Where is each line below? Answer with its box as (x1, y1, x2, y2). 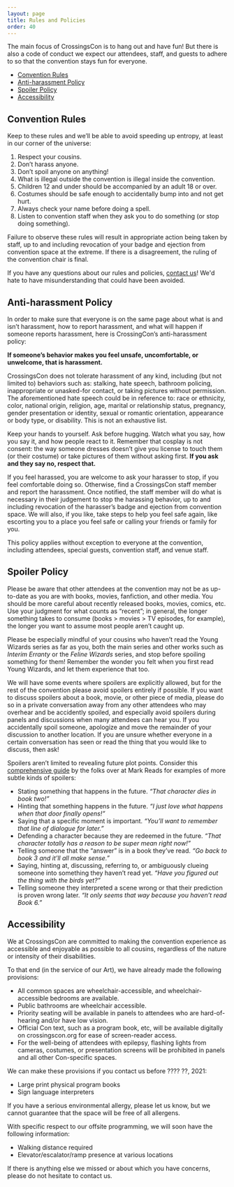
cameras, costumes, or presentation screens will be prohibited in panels (17, 1045, 226, 1054)
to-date (7, 591, 29, 600)
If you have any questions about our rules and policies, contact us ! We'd (7, 269, 215, 277)
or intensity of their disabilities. (7, 952, 96, 960)
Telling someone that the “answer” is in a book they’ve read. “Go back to (17, 846, 227, 855)
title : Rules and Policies (7, 17, 86, 24)
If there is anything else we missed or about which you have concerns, (7, 1164, 211, 1172)
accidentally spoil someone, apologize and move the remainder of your (7, 723, 212, 731)
